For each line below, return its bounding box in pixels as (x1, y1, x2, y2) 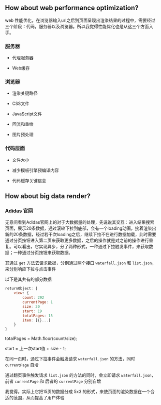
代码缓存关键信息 (12, 177, 46, 184)
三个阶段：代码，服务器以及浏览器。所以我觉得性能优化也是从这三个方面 (5, 23, 149, 29)
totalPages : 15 (22, 313, 53, 318)
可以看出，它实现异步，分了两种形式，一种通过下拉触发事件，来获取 (13, 244, 149, 250)
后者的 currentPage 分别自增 (45, 378, 102, 384)
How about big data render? (5, 192, 91, 201)
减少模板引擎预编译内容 (12, 167, 59, 173)
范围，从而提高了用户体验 (13, 395, 64, 401)
